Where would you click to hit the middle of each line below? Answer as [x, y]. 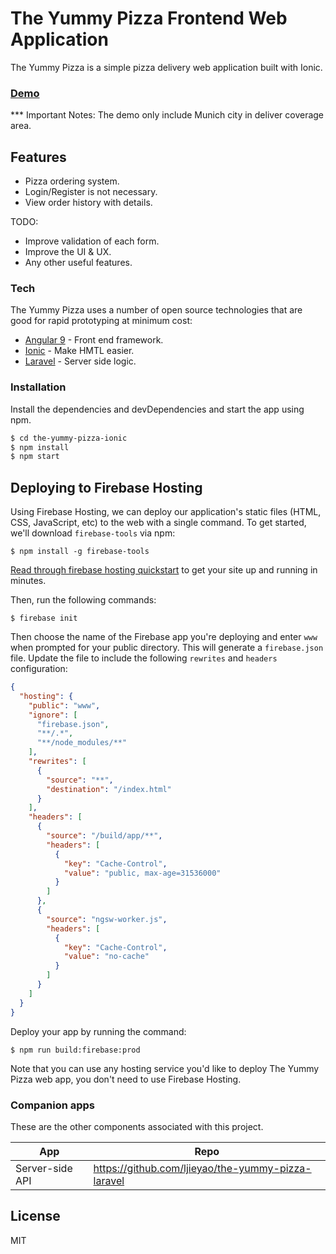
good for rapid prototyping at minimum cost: [101, 321]
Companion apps [53, 1105]
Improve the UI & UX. [68, 252]
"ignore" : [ [53, 715]
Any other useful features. [78, 263]
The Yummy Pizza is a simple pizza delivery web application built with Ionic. [166, 67]
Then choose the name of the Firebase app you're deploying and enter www [164, 637]
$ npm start [35, 457]
